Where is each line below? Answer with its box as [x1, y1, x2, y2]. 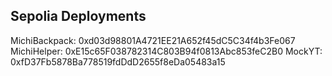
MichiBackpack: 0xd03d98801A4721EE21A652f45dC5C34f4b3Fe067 [10, 34, 296, 46]
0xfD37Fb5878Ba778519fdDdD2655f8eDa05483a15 [10, 55, 226, 68]
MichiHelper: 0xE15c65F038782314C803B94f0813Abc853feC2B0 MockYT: [10, 45, 323, 57]
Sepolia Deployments [10, 8, 147, 25]
